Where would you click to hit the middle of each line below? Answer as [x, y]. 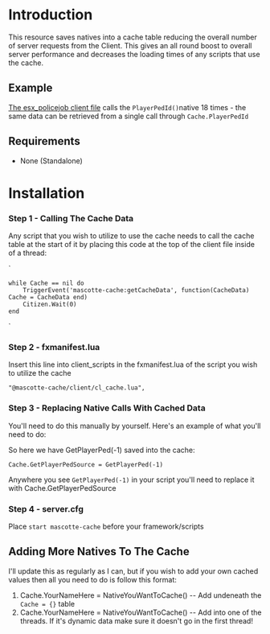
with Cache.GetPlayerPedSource [62, 488]
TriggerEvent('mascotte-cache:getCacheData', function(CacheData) [136, 290]
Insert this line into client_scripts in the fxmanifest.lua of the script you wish [133, 364]
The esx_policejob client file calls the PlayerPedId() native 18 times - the [127, 107]
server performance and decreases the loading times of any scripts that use [134, 54]
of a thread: [27, 253]
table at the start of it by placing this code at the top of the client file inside [132, 245]
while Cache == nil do [46, 283]
